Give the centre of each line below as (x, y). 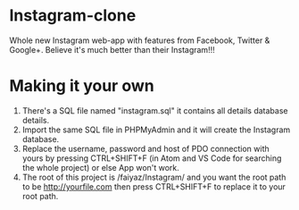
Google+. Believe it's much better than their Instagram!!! (112, 49)
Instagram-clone (73, 16)
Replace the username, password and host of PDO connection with (145, 148)
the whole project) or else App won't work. (101, 167)
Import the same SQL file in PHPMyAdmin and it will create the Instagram (156, 130)
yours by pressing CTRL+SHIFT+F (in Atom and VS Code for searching (152, 158)
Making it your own (82, 86)
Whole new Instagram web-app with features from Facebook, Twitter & (140, 40)
